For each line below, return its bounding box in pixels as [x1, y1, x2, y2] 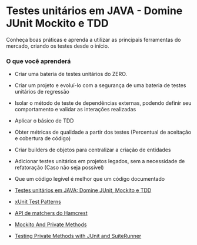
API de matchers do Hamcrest [14, 210, 88, 217]
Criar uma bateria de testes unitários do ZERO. [14, 71, 128, 78]
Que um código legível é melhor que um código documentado [14, 176, 165, 183]
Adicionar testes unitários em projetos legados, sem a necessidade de [14, 158, 185, 165]
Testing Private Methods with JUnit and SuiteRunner [14, 233, 142, 240]
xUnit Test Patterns [14, 198, 62, 206]
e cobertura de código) [14, 135, 71, 142]
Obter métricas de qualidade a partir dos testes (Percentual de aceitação [14, 128, 192, 136]
